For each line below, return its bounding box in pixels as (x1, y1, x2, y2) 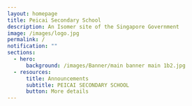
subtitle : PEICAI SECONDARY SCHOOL (25, 82, 130, 89)
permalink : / (7, 36, 45, 43)
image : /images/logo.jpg (7, 29, 80, 37)
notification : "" (7, 43, 58, 50)
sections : (7, 50, 36, 56)
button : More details (25, 88, 89, 95)
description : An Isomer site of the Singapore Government (7, 23, 179, 30)
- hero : (13, 56, 36, 63)
